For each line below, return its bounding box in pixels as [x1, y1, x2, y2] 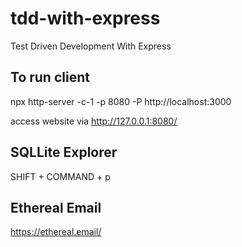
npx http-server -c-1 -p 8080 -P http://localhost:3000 [10, 95, 232, 107]
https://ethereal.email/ [10, 226, 102, 238]
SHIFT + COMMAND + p [10, 170, 111, 182]
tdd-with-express [10, 7, 161, 30]
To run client [10, 69, 90, 86]
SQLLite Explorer [10, 144, 118, 161]
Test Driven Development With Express [10, 40, 172, 52]
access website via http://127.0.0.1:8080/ [10, 115, 178, 127]
